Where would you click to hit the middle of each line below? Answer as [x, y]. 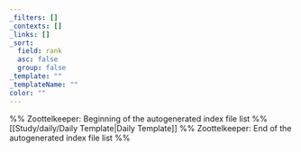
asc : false [38, 59]
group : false [42, 68]
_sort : [22, 43]
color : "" [28, 93]
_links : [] [30, 34]
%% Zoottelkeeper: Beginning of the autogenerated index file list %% [139, 119]
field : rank [40, 51]
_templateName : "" [44, 85]
